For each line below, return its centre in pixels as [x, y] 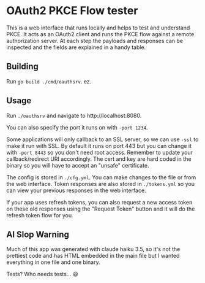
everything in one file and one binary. [53, 262]
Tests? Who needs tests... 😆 [42, 274]
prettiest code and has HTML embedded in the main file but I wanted [93, 256]
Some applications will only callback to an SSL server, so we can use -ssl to [102, 139]
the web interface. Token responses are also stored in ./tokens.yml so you [100, 184]
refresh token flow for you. [40, 215]
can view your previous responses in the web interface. [76, 190]
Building [22, 67]
